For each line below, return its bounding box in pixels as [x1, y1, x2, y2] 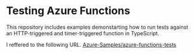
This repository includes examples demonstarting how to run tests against [6, 23, 189, 31]
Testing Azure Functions [6, 4, 130, 18]
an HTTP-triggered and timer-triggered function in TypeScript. [6, 29, 159, 36]
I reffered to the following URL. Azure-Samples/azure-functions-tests [6, 41, 177, 48]
